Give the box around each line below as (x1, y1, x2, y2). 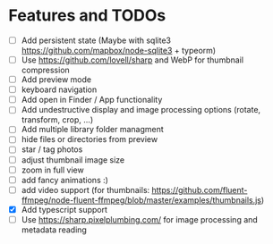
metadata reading (21, 224, 87, 235)
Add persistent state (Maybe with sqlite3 (21, 35, 172, 46)
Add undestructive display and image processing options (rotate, (21, 105, 261, 115)
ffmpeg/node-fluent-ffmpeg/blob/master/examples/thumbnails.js (21, 194, 261, 206)
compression (21, 64, 71, 76)
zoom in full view (21, 164, 84, 175)
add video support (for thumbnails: (21, 184, 150, 195)
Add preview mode (21, 74, 91, 85)
